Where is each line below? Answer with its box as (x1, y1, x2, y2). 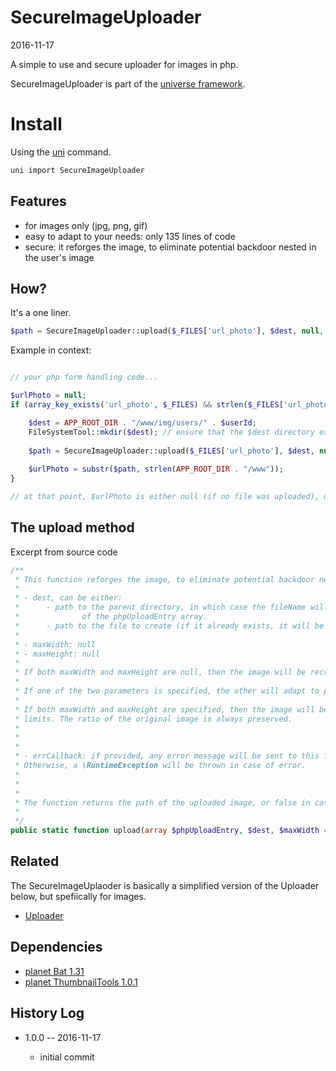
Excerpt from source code (10, 546, 118, 558)
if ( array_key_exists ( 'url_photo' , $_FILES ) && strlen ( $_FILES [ (10, 400, 284, 410)
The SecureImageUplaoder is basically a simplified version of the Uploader (10, 879, 320, 891)
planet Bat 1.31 (24, 965, 85, 977)
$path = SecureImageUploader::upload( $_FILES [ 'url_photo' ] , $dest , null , (10, 326, 325, 336)
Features (10, 193, 67, 210)
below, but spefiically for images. (10, 890, 147, 902)
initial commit (39, 1051, 95, 1063)
